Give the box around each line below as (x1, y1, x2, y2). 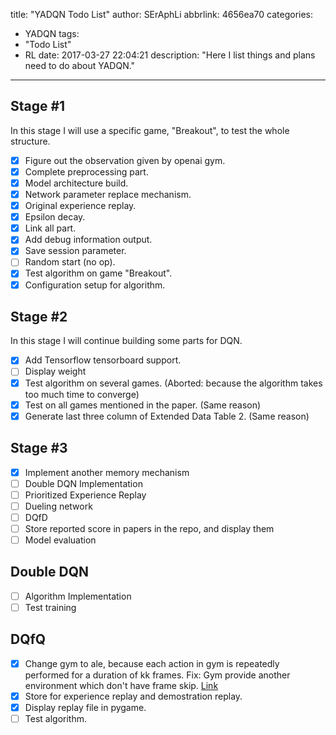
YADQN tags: (24, 28, 80, 39)
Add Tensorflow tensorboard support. (24, 354, 182, 366)
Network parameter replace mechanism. (24, 189, 192, 200)
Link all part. (24, 222, 77, 234)
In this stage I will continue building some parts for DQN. (10, 335, 243, 347)
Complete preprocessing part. (24, 165, 149, 178)
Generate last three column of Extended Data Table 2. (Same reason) (24, 410, 310, 422)
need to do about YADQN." (24, 60, 136, 71)
